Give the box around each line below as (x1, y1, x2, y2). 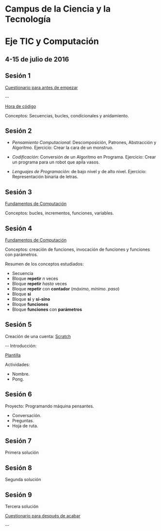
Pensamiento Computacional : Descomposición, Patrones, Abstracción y (12, 140, 157, 145)
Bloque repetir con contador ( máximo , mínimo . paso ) (12, 286, 120, 292)
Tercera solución (5, 503, 39, 510)
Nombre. (12, 371, 30, 377)
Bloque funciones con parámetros (12, 306, 82, 312)
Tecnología (5, 14, 51, 25)
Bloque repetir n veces (12, 275, 58, 282)
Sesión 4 (5, 224, 32, 232)
